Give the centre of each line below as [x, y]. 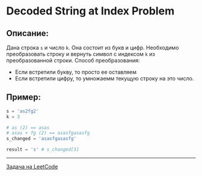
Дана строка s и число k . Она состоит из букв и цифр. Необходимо [93, 47]
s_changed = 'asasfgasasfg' [41, 139]
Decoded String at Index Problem [90, 11]
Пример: [23, 97]
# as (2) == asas [28, 127]
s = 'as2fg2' [23, 111]
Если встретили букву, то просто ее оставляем [76, 72]
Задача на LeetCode [32, 167]
